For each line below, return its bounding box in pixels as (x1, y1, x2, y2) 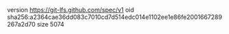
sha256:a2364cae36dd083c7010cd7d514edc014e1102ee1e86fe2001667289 (7, 13, 222, 21)
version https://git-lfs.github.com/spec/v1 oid (7, 6, 135, 14)
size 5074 (36, 20, 65, 28)
